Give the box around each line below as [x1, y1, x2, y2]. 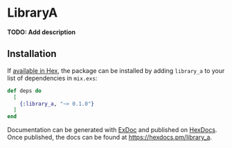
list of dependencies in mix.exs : [7, 74, 98, 82]
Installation [7, 48, 57, 60]
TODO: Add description [7, 28, 76, 36]
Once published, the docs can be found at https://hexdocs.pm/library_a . [7, 133, 213, 142]
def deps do [7, 87, 42, 94]
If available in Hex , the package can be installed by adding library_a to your [7, 66, 225, 74]
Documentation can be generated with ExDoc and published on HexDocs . [7, 126, 217, 134]
